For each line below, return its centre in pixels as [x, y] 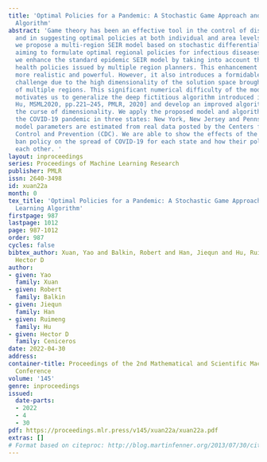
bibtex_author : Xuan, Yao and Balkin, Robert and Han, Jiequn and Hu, [128, 253]
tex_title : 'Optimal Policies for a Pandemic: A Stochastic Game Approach [135, 201]
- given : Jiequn [35, 304]
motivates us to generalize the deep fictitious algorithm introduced [135, 97]
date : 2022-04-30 [37, 349]
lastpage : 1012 [33, 223]
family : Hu [33, 327]
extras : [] [26, 438]
